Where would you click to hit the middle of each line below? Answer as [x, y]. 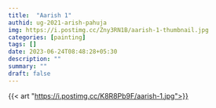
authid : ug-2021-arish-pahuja [58, 23]
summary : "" [27, 67]
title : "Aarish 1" [40, 15]
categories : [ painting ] [47, 37]
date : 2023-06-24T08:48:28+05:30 [63, 52]
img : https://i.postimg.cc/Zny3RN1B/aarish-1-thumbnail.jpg [109, 30]
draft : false [29, 74]
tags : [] [22, 45]
